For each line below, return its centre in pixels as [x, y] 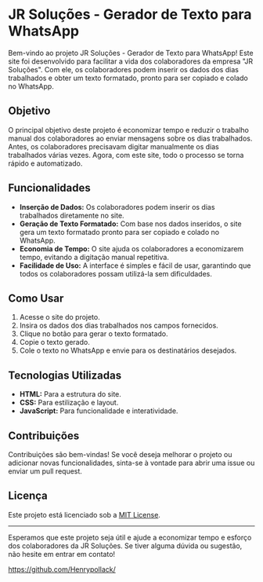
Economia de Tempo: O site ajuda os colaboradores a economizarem [131, 248]
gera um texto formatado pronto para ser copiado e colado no [119, 232]
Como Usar [36, 298]
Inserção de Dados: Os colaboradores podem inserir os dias [117, 207]
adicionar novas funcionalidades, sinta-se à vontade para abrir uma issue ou [131, 463]
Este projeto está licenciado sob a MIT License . [84, 514]
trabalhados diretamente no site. [72, 215]
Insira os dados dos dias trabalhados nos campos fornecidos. [119, 326]
